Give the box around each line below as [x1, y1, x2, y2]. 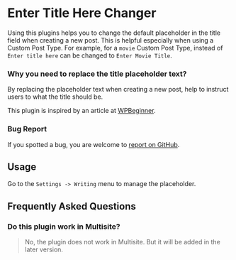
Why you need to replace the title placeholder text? [7, 69, 187, 79]
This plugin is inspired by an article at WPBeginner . [7, 107, 156, 115]
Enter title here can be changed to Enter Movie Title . [7, 51, 172, 60]
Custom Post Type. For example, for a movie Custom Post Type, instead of [7, 43, 223, 52]
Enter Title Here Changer [7, 5, 157, 21]
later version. [24, 245, 64, 254]
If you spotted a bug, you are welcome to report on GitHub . [7, 140, 180, 148]
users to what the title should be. [7, 92, 103, 101]
